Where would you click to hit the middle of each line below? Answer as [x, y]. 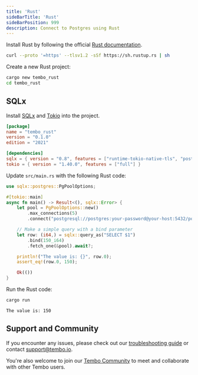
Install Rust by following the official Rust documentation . [74, 45]
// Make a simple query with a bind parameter [75, 230]
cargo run [18, 300]
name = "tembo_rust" [32, 132]
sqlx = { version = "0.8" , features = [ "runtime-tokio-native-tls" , [92, 159]
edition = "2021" [27, 143]
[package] [18, 126]
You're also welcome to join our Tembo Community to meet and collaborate [98, 360]
